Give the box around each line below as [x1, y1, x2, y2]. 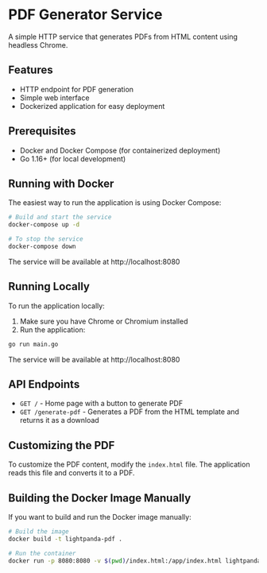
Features [8, 64, 53, 77]
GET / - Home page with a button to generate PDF [19, 399, 184, 408]
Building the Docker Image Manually [8, 491, 192, 505]
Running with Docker [8, 176, 114, 190]
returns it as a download [19, 416, 99, 425]
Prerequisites [8, 125, 76, 138]
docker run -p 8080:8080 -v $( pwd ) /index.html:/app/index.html [8, 556, 222, 565]
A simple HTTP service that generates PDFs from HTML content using [8, 32, 238, 41]
